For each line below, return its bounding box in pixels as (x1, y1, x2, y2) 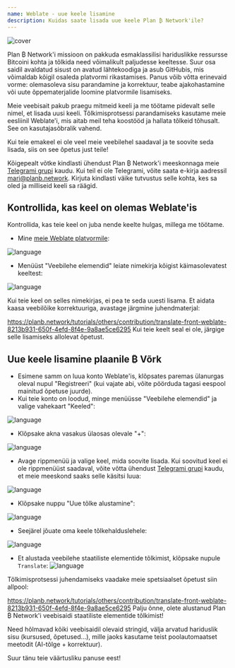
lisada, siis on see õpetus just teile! (7, 145, 109, 153)
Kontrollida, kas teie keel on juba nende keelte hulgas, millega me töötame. (7, 221, 224, 229)
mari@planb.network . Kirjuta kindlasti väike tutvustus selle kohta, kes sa (7, 174, 217, 182)
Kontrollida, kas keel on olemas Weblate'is (7, 201, 198, 213)
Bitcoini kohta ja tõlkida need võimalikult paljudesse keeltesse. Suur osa (7, 57, 216, 66)
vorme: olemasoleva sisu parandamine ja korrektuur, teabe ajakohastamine (7, 80, 225, 88)
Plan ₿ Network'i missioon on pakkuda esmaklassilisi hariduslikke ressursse (7, 50, 228, 59)
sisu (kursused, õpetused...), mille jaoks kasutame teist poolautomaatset (7, 633, 217, 641)
